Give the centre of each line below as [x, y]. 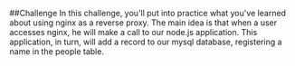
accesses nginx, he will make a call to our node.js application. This [133, 32]
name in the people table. [57, 52]
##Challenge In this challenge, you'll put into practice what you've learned [148, 13]
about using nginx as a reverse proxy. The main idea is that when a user [143, 23]
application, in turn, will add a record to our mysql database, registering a [146, 42]
